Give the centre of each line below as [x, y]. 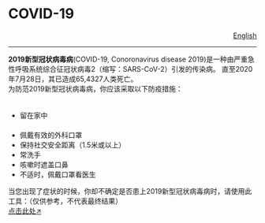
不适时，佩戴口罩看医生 [58, 174]
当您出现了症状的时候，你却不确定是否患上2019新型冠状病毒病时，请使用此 [130, 191]
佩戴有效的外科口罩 [51, 135]
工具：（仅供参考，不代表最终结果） [65, 201]
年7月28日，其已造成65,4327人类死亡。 [73, 79]
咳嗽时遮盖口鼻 [44, 164]
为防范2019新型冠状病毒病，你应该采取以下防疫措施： [95, 88]
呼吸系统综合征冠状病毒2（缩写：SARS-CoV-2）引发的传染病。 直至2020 [134, 69]
